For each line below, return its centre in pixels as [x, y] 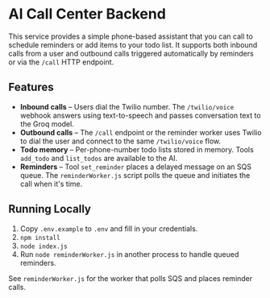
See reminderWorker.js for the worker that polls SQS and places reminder [131, 278]
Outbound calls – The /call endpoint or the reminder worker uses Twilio [141, 132]
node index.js [44, 246]
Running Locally [50, 209]
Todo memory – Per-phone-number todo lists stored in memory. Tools [137, 149]
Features [31, 87]
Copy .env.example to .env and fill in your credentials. [109, 228]
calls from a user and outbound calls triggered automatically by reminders [131, 53]
